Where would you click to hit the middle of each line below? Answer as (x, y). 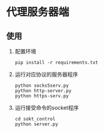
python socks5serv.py (42, 85)
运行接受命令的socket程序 (47, 108)
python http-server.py (43, 91)
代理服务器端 (38, 12)
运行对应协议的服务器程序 (46, 74)
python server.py (36, 124)
